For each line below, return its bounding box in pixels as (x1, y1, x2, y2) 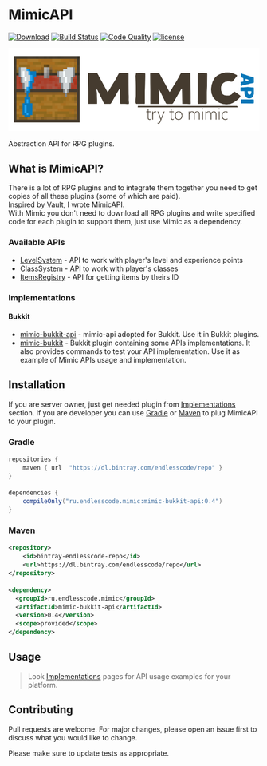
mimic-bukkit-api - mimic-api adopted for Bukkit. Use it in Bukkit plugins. (19, 329, 260, 339)
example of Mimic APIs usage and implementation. (19, 355, 187, 364)
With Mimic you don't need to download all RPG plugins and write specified (8, 208, 256, 218)
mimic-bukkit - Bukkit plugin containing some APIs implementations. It (19, 338, 251, 347)
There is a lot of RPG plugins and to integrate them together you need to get (8, 183, 257, 192)
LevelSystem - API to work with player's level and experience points (19, 255, 243, 264)
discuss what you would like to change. (8, 732, 138, 742)
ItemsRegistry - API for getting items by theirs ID (19, 272, 179, 281)
